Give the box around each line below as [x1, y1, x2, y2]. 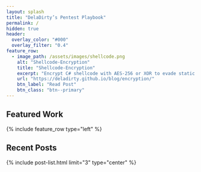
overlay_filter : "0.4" [11, 43, 69, 49]
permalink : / [6, 20, 39, 26]
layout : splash [6, 8, 45, 15]
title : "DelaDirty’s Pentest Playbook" [6, 14, 107, 20]
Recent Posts [6, 143, 57, 153]
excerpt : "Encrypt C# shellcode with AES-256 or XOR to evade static [17, 70, 196, 76]
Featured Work [6, 109, 63, 120]
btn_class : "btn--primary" [17, 87, 85, 93]
